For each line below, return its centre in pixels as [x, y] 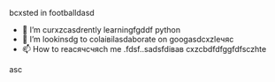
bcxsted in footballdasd [52, 13]
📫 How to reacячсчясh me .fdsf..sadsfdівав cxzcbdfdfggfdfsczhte [144, 49]
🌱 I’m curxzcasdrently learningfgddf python [101, 30]
